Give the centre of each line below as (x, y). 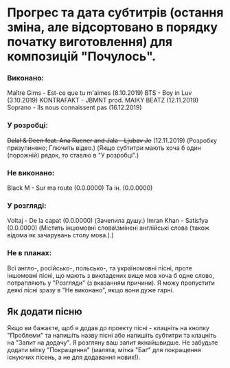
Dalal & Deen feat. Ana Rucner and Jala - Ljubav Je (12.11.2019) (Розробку (112, 140)
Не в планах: (30, 253)
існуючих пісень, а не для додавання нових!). (74, 357)
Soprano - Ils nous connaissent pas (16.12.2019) (74, 107)
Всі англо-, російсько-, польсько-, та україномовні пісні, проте (100, 268)
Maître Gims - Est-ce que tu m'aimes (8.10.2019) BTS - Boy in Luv (100, 93)
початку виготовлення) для (90, 42)
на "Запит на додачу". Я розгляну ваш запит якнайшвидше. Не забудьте (113, 343)
